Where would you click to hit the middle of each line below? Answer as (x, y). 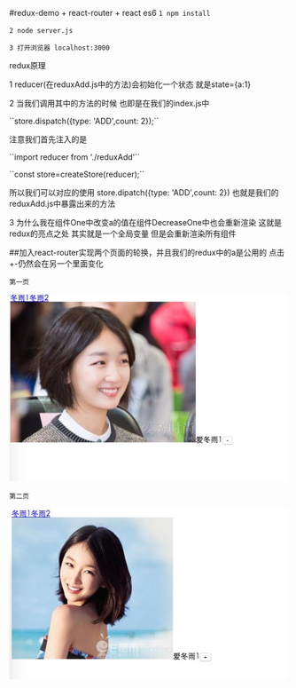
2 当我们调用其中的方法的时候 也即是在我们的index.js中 (109, 103)
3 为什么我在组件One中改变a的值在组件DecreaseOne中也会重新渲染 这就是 (145, 222)
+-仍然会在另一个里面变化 (56, 264)
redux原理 (27, 65)
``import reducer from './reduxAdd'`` (74, 157)
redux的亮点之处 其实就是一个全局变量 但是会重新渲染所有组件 (123, 233)
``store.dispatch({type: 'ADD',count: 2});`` (84, 121)
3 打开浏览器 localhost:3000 (60, 48)
